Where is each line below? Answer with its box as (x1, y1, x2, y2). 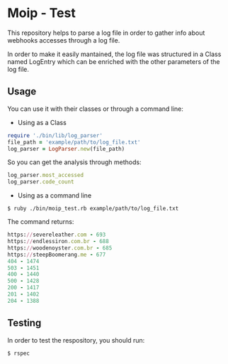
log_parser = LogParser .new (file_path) (7, 145, 125, 152)
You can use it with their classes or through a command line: (7, 105, 184, 113)
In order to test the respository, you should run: (7, 336, 145, 344)
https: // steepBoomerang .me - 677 (7, 251, 106, 258)
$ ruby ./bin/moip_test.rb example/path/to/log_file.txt (7, 205, 179, 213)
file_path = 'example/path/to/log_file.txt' (7, 139, 141, 146)
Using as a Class (17, 118, 67, 127)
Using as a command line (17, 191, 92, 200)
